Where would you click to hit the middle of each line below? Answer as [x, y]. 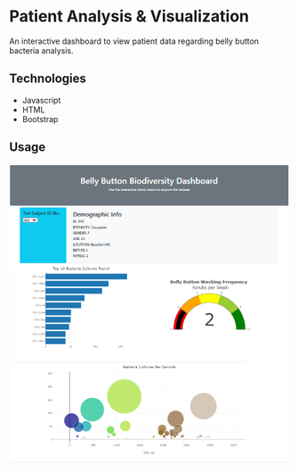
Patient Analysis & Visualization [129, 17]
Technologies [48, 79]
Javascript [41, 100]
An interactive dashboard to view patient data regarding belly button [134, 41]
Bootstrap [40, 119]
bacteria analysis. [41, 50]
